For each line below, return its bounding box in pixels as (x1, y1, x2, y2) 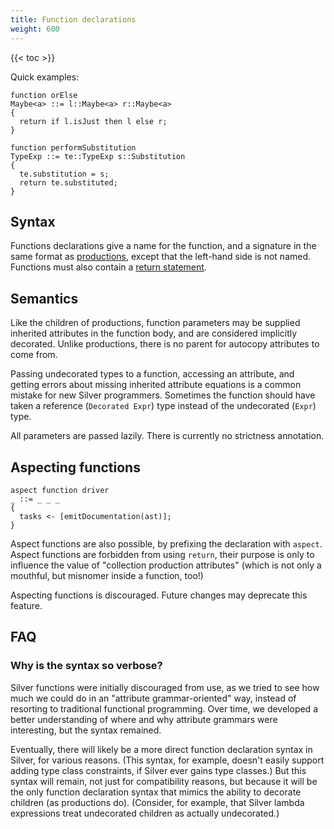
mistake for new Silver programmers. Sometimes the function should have (10, 389, 316, 401)
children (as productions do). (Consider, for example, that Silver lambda (10, 796, 305, 808)
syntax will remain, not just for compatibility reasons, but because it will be (10, 775, 318, 787)
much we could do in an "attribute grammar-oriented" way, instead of (10, 692, 297, 704)
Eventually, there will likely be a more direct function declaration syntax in (10, 743, 313, 755)
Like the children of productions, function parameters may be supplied (10, 317, 301, 329)
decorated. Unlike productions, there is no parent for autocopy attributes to (10, 338, 320, 350)
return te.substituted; (19, 177, 118, 188)
